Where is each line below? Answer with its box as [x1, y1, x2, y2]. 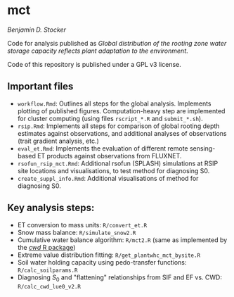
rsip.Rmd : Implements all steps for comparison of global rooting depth [17, 122, 220, 130]
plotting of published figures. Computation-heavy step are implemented [17, 106, 226, 115]
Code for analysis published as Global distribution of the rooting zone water [7, 39, 227, 47]
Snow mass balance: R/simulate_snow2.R [17, 228, 136, 236]
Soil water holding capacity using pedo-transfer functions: [17, 258, 187, 266]
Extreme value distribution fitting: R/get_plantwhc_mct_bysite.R [17, 251, 201, 259]
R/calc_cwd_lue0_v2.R [17, 284, 81, 291]
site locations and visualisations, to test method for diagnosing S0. [17, 166, 210, 175]
